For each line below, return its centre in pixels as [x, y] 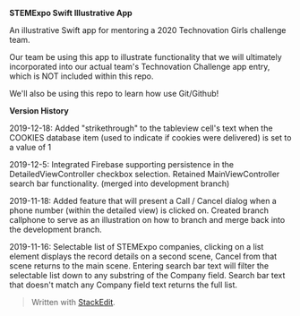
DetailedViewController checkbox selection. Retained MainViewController [145, 174]
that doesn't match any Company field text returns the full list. [124, 285]
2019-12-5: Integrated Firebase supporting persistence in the [122, 164]
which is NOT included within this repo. [81, 76]
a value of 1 [30, 147]
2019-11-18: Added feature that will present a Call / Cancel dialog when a [143, 201]
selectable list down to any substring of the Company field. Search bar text [147, 275]
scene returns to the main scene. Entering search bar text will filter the [139, 266]
